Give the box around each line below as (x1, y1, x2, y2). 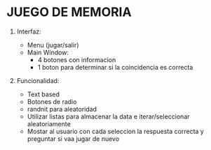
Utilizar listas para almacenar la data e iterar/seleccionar (27, 112, 190, 121)
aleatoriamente (27, 119, 71, 128)
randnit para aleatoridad (27, 105, 97, 113)
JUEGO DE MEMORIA (6, 4, 132, 20)
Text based (27, 90, 60, 98)
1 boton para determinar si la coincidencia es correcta (37, 63, 193, 71)
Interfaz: (16, 27, 41, 36)
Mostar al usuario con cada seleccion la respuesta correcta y (27, 127, 204, 135)
